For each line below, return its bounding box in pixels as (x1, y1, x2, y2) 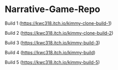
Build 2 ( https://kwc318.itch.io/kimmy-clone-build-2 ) (5, 30, 114, 36)
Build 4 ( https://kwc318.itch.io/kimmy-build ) (5, 49, 96, 55)
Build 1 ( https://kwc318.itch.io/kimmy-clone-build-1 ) (5, 20, 112, 26)
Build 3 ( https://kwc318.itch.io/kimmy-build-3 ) (5, 39, 100, 46)
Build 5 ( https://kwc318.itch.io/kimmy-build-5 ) (5, 59, 100, 65)
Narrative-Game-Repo (5, 4, 100, 15)
